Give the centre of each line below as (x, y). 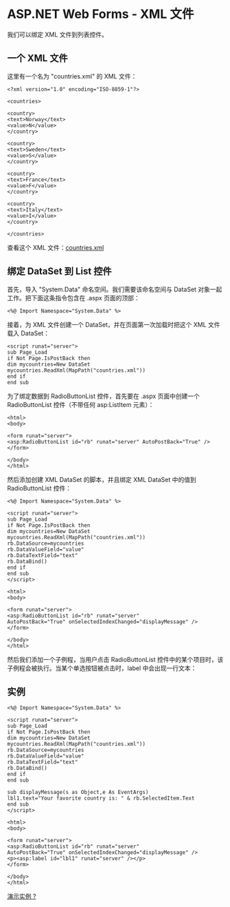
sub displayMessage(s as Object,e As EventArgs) (78, 793)
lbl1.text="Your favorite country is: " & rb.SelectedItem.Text (101, 799)
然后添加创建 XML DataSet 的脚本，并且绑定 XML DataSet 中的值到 (102, 479)
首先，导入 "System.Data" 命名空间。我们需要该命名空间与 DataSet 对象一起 (115, 289)
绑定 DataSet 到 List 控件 (59, 272)
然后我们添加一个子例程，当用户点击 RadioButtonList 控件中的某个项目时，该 (115, 659)
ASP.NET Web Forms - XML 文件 (101, 14)
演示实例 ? (22, 897)
